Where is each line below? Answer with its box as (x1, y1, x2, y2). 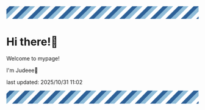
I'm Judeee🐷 (6, 67, 38, 74)
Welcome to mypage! (6, 55, 60, 62)
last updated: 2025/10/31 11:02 (6, 79, 83, 86)
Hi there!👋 (6, 35, 58, 48)
